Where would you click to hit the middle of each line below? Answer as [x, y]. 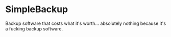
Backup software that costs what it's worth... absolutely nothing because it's [86, 23]
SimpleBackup [36, 9]
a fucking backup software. [34, 28]
